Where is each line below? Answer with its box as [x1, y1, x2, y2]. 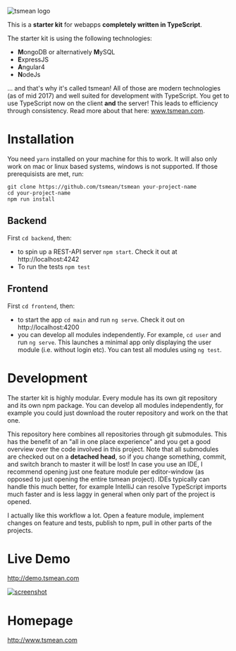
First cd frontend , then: [7, 301, 75, 310]
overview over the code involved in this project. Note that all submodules [7, 445, 219, 453]
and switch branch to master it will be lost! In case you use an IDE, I [7, 459, 203, 468]
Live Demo [7, 551, 70, 567]
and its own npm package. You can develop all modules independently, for [7, 401, 224, 409]
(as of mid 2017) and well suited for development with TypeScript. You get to [7, 92, 230, 100]
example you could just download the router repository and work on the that [7, 409, 228, 417]
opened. [7, 497, 32, 505]
